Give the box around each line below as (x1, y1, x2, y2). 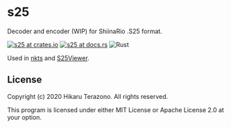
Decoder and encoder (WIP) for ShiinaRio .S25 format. (7, 27, 163, 35)
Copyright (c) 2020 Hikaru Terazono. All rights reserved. (7, 92, 169, 100)
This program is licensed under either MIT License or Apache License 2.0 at (7, 105, 224, 114)
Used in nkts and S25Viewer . (7, 53, 90, 62)
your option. (7, 113, 42, 121)
